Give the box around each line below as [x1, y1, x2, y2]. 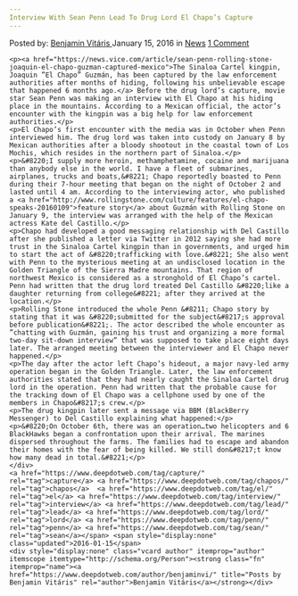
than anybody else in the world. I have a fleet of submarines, [9, 164, 253, 173]
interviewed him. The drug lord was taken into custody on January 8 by [9, 133, 286, 142]
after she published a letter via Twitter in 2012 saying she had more [9, 234, 281, 244]
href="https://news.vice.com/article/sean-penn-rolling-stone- [32, 54, 274, 63]
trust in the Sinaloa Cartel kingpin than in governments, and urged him [9, 242, 290, 251]
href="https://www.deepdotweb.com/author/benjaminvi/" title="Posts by [9, 570, 281, 579]
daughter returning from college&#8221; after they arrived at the [9, 289, 266, 298]
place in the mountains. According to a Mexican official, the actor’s [9, 102, 281, 111]
